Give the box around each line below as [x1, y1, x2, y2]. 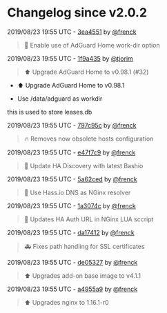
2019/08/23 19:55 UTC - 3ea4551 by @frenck [7, 28, 137, 36]
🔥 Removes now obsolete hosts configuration [23, 134, 154, 143]
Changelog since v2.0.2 [7, 5, 147, 21]
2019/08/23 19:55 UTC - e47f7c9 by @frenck [7, 148, 136, 156]
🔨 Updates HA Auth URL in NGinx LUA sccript [23, 215, 154, 223]
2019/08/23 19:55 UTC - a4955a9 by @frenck [7, 285, 138, 293]
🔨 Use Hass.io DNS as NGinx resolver [23, 188, 131, 196]
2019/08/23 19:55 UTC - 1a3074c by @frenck [7, 201, 136, 210]
